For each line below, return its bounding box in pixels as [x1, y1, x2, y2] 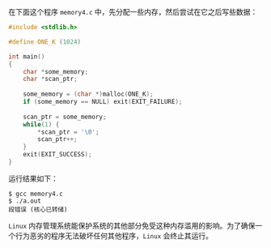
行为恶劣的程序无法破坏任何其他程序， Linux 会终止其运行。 [15, 230, 213, 241]
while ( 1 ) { [23, 120, 60, 128]
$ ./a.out [8, 197, 42, 205]
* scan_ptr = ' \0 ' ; [37, 128, 100, 136]
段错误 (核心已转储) [8, 205, 68, 213]
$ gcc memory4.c [8, 190, 63, 198]
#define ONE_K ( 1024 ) [8, 37, 82, 46]
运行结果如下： [8, 173, 58, 183]
